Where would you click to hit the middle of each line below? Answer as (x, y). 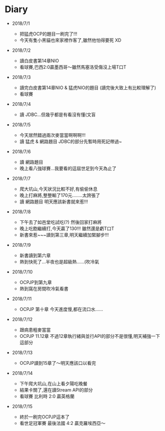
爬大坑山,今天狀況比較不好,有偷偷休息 (59, 189)
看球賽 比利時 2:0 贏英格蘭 (47, 396)
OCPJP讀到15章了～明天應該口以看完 (58, 363)
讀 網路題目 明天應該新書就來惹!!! (54, 202)
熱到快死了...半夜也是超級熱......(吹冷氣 (59, 261)
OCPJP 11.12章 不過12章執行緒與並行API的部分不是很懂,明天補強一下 (90, 336)
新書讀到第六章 (35, 255)
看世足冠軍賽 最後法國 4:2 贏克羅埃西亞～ (63, 423)
